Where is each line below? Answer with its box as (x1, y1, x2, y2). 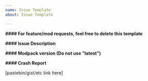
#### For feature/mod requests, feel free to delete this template (5, 30, 143, 36)
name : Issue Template (5, 7, 51, 13)
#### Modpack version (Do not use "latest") (5, 50, 101, 56)
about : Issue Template (5, 12, 53, 17)
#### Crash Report (5, 60, 47, 66)
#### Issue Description (5, 40, 56, 46)
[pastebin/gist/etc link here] (5, 69, 63, 76)
